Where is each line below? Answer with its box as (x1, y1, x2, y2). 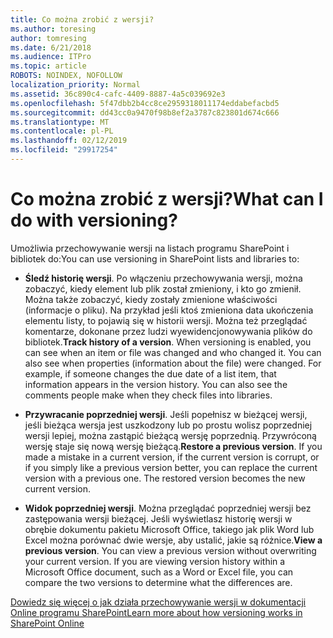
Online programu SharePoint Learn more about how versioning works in (10, 606, 303, 618)
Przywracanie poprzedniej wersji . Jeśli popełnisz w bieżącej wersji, (24, 408, 308, 420)
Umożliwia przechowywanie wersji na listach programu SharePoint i (10, 242, 290, 254)
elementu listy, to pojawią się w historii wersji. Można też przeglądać (24, 314, 308, 326)
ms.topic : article (10, 61, 87, 71)
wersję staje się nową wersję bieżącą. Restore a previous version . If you (24, 440, 323, 452)
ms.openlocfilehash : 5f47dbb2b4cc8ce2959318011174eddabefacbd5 (10, 98, 280, 108)
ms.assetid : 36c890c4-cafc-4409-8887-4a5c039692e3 (10, 89, 226, 99)
